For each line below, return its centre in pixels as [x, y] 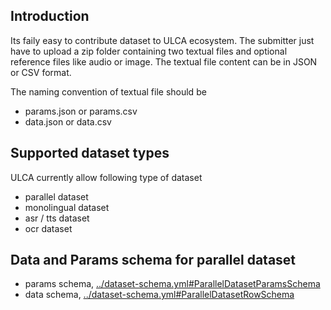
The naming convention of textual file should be [108, 91]
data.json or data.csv [68, 121]
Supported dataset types [90, 153]
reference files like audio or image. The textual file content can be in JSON [164, 61]
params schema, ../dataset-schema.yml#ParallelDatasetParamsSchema [172, 284]
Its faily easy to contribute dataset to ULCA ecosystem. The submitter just [162, 40]
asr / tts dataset [57, 218]
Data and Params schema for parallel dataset [153, 260]
